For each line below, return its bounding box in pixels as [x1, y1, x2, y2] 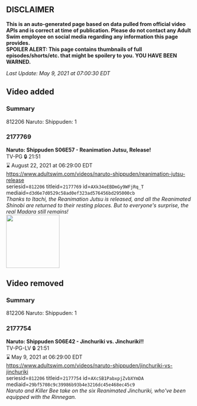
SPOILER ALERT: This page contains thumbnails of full [6, 46, 142, 53]
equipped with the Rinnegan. [6, 393, 77, 400]
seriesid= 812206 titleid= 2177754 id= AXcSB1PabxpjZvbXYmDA [6, 374, 144, 381]
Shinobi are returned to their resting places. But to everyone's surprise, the [6, 201, 189, 209]
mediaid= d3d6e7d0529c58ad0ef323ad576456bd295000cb [6, 189, 135, 196]
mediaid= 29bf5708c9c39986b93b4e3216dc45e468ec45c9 [6, 381, 135, 388]
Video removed [6, 278, 64, 289]
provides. [6, 39, 31, 46]
